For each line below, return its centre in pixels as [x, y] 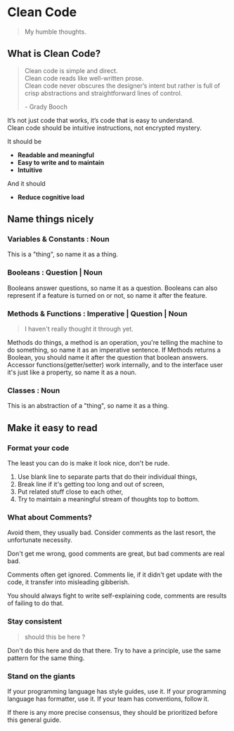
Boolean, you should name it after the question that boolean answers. [108, 357]
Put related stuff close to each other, [70, 492]
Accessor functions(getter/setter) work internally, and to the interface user [115, 365]
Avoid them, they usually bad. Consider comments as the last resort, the [112, 533]
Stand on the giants [41, 676]
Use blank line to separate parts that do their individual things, [108, 477]
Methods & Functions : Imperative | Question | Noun [97, 313]
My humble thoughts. [55, 32]
